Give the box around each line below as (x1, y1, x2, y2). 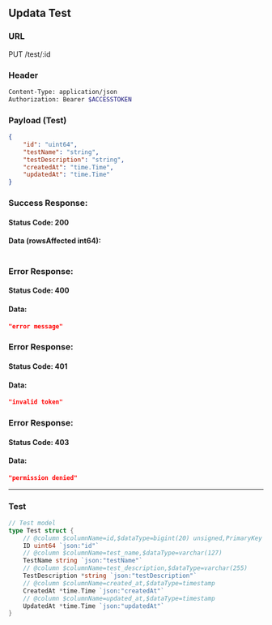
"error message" (8, 322, 63, 331)
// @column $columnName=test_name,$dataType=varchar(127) (23, 549, 223, 558)
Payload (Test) (8, 114, 67, 126)
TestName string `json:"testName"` (23, 557, 143, 565)
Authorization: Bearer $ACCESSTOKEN (8, 95, 132, 104)
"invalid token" (8, 398, 63, 406)
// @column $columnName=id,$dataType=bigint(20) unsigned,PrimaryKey (23, 534, 263, 542)
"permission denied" (8, 473, 79, 482)
